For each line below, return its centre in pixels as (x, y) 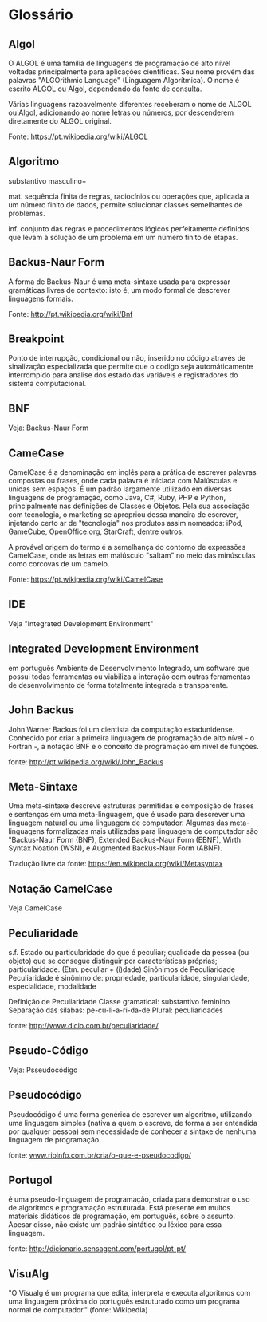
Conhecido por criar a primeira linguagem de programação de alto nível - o (132, 738)
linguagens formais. (41, 298)
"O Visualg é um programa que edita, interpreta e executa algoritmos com (130, 1293)
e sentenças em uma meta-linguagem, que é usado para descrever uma (127, 815)
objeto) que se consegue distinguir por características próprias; (113, 961)
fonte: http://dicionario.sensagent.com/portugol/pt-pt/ (97, 1249)
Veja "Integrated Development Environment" (81, 623)
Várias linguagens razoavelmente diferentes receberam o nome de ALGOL (130, 104)
